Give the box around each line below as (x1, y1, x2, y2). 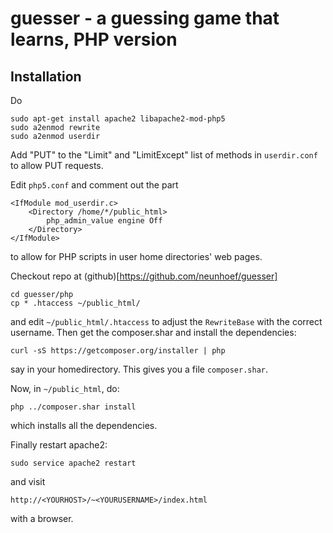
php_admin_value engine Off (46, 216, 163, 226)
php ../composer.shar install (10, 402, 137, 412)
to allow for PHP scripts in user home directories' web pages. (10, 251, 263, 262)
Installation (10, 68, 82, 85)
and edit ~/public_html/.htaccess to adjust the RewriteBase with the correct (10, 316, 323, 327)
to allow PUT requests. (10, 160, 104, 171)
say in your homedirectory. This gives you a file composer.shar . (10, 363, 269, 375)
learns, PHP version (10, 28, 178, 51)
